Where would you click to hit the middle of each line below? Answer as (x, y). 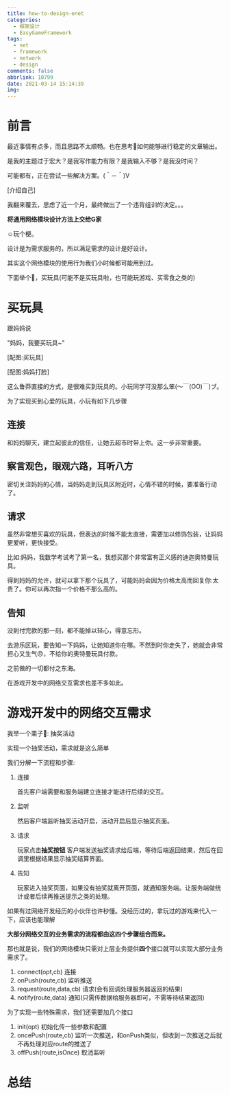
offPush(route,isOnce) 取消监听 (61, 1052)
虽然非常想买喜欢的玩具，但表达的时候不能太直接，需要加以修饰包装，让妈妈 (115, 534)
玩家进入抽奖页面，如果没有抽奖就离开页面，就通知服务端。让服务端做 (116, 888)
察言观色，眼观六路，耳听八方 (70, 466)
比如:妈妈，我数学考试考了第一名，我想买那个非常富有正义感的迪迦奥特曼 (110, 557)
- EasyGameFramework (42, 33)
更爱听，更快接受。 (34, 543)
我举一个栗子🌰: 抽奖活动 (41, 733)
